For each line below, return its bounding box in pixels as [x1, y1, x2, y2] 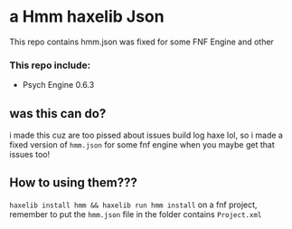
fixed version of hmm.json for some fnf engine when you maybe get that [9, 139, 275, 150]
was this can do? [9, 106, 107, 121]
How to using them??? [9, 175, 138, 191]
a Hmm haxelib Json [9, 6, 165, 27]
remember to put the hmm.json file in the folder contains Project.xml [9, 208, 262, 219]
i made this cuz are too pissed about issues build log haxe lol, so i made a [9, 129, 283, 141]
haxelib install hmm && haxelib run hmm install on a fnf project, [9, 199, 258, 210]
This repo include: [9, 59, 91, 72]
